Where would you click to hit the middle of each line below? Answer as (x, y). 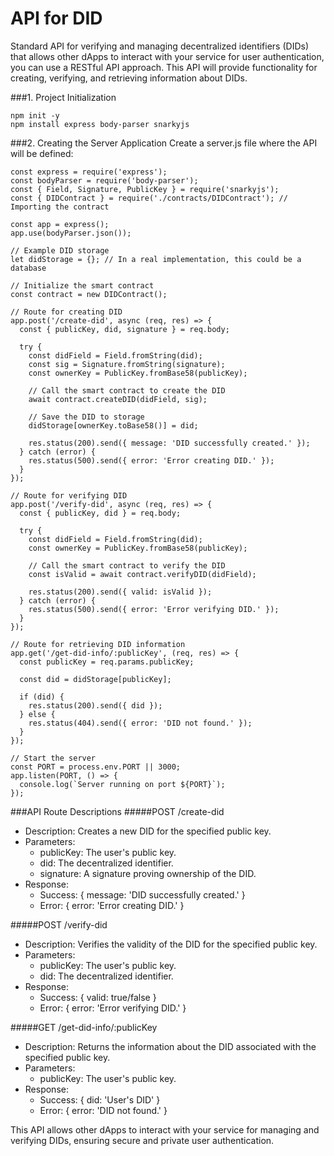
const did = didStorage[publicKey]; (95, 679)
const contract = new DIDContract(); (89, 294)
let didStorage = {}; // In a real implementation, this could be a (156, 259)
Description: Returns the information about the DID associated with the (170, 1046)
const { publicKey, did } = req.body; (100, 513)
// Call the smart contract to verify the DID (127, 565)
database (28, 268)
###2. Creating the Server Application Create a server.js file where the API (164, 143)
